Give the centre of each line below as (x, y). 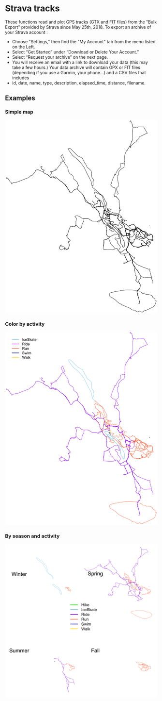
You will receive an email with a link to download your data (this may (80, 62)
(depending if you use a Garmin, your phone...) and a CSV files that (79, 72)
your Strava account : (26, 32)
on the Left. (23, 47)
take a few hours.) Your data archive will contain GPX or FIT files (76, 67)
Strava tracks (32, 8)
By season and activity (32, 536)
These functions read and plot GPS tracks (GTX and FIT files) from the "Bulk (81, 22)
